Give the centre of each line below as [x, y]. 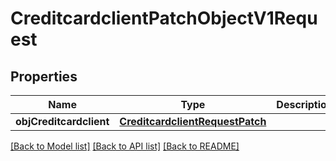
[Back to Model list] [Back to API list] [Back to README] [125, 146]
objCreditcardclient [62, 121]
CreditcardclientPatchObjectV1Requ [164, 18]
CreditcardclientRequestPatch [193, 121]
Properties [44, 76]
